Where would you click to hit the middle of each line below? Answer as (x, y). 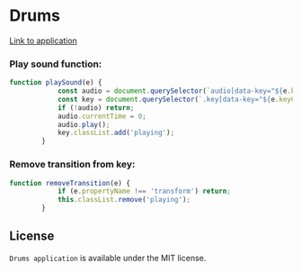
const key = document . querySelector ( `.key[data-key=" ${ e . (168, 99)
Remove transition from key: (72, 165)
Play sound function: (56, 64)
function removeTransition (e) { (70, 183)
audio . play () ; (84, 124)
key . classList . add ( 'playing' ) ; (116, 133)
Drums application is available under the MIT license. (108, 258)
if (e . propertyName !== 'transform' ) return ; (144, 191)
